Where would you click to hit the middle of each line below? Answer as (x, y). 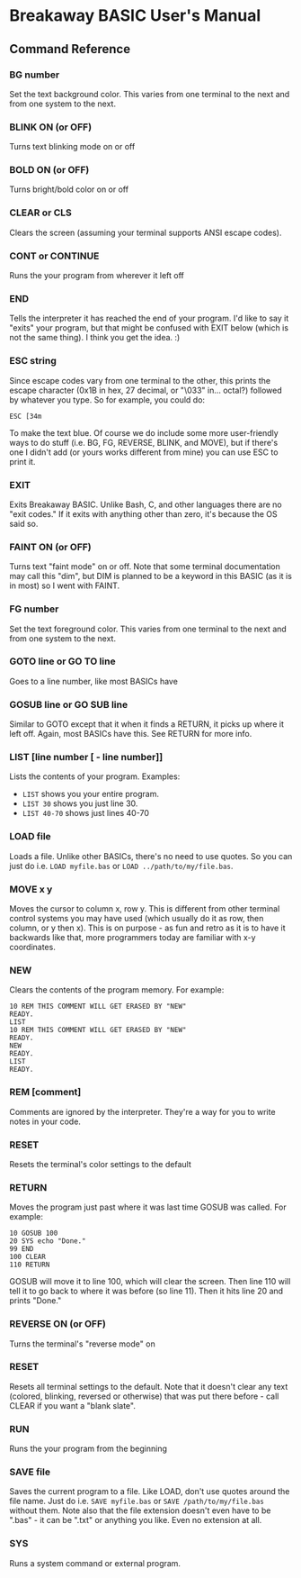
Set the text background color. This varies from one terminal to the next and (150, 94)
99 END (22, 1249)
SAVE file (30, 1472)
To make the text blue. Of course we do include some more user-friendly (144, 432)
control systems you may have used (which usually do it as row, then (137, 919)
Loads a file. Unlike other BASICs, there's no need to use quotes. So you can (151, 856)
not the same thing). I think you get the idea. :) (95, 338)
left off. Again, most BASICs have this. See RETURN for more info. (131, 734)
